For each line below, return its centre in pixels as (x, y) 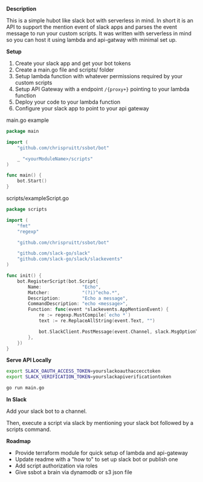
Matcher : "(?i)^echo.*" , (74, 293)
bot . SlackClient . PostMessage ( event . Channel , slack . (105, 332)
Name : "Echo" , (65, 287)
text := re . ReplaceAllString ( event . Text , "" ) (97, 321)
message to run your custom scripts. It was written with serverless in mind (99, 33)
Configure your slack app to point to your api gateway (82, 108)
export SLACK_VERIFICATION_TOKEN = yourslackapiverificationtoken (89, 377)
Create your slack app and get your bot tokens (73, 63)
